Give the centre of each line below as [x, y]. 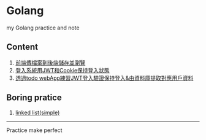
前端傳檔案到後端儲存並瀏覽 [50, 63]
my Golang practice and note [43, 28]
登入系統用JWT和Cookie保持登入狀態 [62, 70]
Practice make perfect [34, 130]
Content [22, 47]
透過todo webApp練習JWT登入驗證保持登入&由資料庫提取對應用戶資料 [104, 78]
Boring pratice [34, 98]
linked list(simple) [37, 112]
